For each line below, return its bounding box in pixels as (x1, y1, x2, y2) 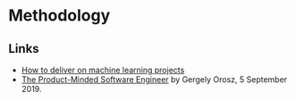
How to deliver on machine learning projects (21, 64, 185, 75)
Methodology (8, 5, 111, 26)
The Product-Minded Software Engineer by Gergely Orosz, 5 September (21, 74, 288, 85)
